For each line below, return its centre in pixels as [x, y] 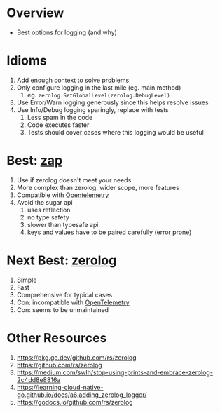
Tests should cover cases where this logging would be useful [115, 132]
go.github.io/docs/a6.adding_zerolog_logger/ [82, 395]
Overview [35, 13]
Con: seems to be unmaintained [63, 309]
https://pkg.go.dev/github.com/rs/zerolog [77, 357]
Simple [27, 280]
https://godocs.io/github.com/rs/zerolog [75, 402]
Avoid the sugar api [44, 202]
